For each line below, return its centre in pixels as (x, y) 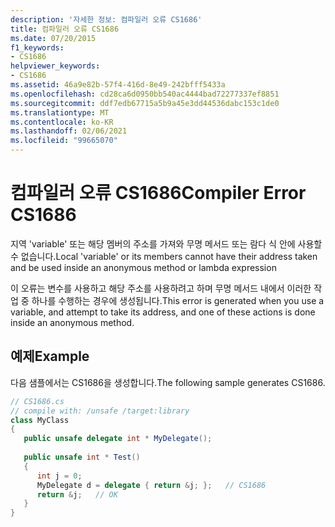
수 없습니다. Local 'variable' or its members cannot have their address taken (164, 256)
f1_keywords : (37, 47)
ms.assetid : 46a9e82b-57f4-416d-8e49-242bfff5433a (118, 85)
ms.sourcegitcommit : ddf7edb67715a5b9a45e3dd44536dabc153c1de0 (145, 103)
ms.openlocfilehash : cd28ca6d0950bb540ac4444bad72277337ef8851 (145, 94)
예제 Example (50, 356)
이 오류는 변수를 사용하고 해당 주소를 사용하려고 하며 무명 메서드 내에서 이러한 (161, 288)
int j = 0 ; (59, 476)
